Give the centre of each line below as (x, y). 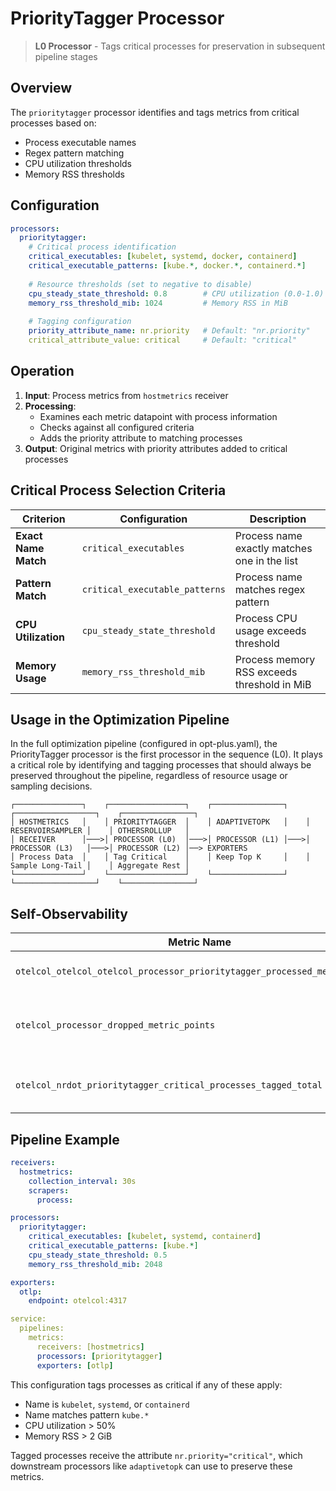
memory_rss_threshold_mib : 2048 (95, 1264)
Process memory (275, 659)
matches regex (270, 589)
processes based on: (53, 123)
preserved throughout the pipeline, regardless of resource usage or (149, 776)
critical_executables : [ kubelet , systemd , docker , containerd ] (163, 257)
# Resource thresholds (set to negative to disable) (140, 284)
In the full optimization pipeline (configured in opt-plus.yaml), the (144, 744)
